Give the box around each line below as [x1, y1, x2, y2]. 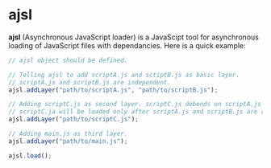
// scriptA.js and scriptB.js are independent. [8, 78, 172, 86]
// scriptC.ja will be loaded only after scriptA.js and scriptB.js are [8, 108, 258, 116]
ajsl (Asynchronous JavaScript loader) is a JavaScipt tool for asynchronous [8, 32, 260, 42]
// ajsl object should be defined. [8, 56, 128, 64]
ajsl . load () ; [8, 151, 52, 160]
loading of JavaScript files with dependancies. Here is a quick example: [8, 40, 246, 50]
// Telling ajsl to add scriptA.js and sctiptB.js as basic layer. [8, 71, 240, 79]
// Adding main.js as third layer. [8, 130, 128, 138]
